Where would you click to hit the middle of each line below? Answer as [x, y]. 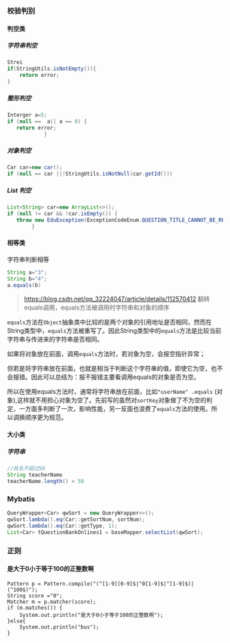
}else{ [16, 621]
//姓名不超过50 [26, 469]
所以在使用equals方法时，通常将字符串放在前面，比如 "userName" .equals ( [112, 392]
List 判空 [20, 190]
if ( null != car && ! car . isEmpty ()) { [62, 214]
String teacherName [35, 475]
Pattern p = [24, 584]
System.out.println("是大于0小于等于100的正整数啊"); [91, 615]
